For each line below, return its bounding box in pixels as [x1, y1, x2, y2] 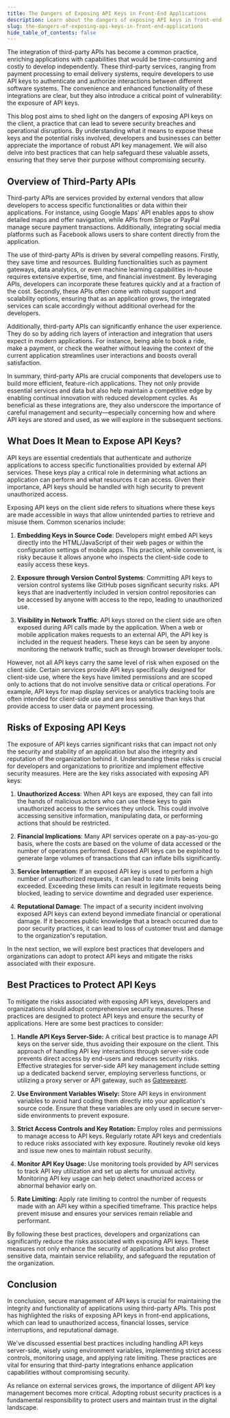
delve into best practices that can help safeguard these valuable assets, [7, 149, 210, 157]
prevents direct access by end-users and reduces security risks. [16, 1054, 200, 1062]
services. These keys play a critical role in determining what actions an [7, 468, 207, 476]
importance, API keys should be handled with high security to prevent [7, 482, 204, 490]
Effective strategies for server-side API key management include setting [16, 1061, 220, 1069]
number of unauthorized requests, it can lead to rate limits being [16, 874, 199, 882]
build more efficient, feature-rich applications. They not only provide [7, 380, 200, 388]
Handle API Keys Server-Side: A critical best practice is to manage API [16, 1032, 218, 1041]
